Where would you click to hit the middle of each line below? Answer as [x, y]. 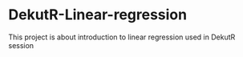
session [21, 45]
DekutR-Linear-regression [97, 15]
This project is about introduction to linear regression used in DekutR [122, 37]
